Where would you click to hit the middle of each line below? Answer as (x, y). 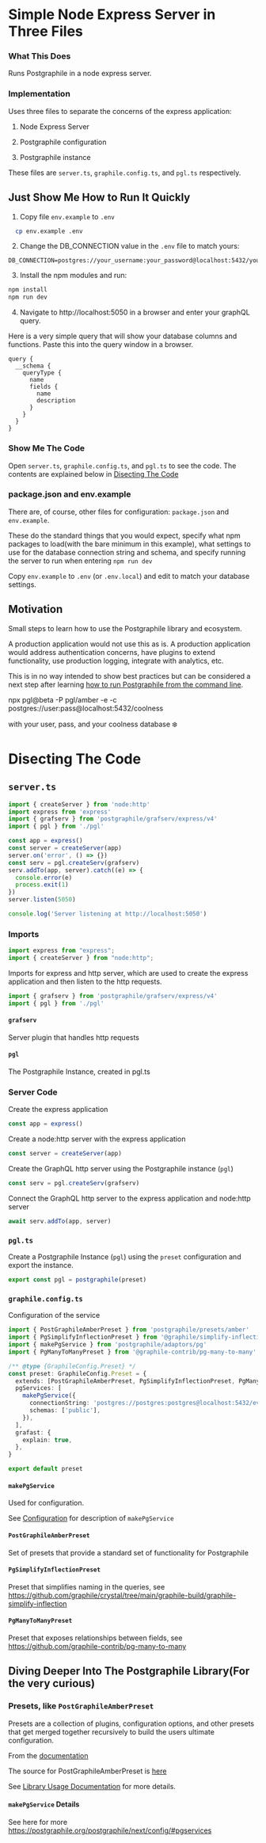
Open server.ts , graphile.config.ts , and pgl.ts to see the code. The (122, 466)
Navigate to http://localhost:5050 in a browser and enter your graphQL (135, 312)
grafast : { (33, 1432)
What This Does (40, 56)
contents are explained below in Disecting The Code (93, 474)
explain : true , (47, 1440)
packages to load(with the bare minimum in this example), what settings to (129, 543)
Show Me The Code (47, 448)
